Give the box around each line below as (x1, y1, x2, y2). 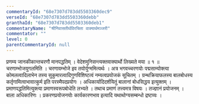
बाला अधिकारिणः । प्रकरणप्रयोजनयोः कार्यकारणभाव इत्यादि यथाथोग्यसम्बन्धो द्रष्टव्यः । (6, 92, 162, 99)
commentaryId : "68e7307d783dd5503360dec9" (6, 8, 113, 15)
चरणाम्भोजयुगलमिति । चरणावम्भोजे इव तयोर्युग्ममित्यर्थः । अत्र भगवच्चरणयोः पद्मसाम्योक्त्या (6, 65, 169, 72)
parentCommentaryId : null (6, 42, 70, 48)
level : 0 (6, 36, 28, 42)
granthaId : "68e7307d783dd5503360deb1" (6, 20, 105, 26)
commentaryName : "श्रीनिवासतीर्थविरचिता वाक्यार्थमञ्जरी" (6, 25, 111, 31)
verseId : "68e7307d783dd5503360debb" (6, 14, 99, 20)
